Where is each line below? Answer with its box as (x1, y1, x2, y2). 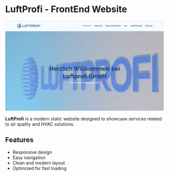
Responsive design (12, 149, 52, 155)
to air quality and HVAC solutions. (5, 121, 74, 127)
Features (5, 136, 34, 144)
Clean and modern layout (12, 160, 65, 166)
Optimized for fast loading (12, 165, 67, 171)
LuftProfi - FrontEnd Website (5, 4, 127, 15)
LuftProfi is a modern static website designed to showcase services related (5, 115, 162, 122)
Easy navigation (12, 154, 46, 160)
